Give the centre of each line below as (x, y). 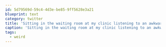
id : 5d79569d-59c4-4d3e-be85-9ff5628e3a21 (49, 10)
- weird (18, 37)
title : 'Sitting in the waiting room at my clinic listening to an (76, 23)
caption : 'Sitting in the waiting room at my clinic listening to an (78, 28)
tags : (11, 32)
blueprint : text (22, 14)
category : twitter (24, 19)
